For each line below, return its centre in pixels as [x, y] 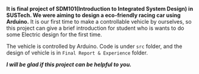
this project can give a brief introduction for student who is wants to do [95, 28]
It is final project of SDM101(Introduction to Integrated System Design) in [100, 9]
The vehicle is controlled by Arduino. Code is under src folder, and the [94, 46]
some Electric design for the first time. [54, 35]
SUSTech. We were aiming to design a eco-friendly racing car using [93, 15]
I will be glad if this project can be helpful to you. [69, 64]
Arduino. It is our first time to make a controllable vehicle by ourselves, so [99, 22]
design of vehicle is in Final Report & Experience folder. [77, 53]
